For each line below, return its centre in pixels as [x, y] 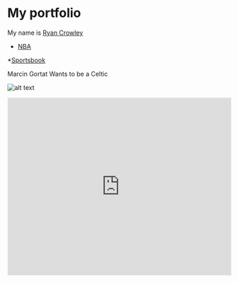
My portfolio [44, 13]
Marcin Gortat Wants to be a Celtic [58, 74]
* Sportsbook [27, 60]
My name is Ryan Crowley [45, 33]
